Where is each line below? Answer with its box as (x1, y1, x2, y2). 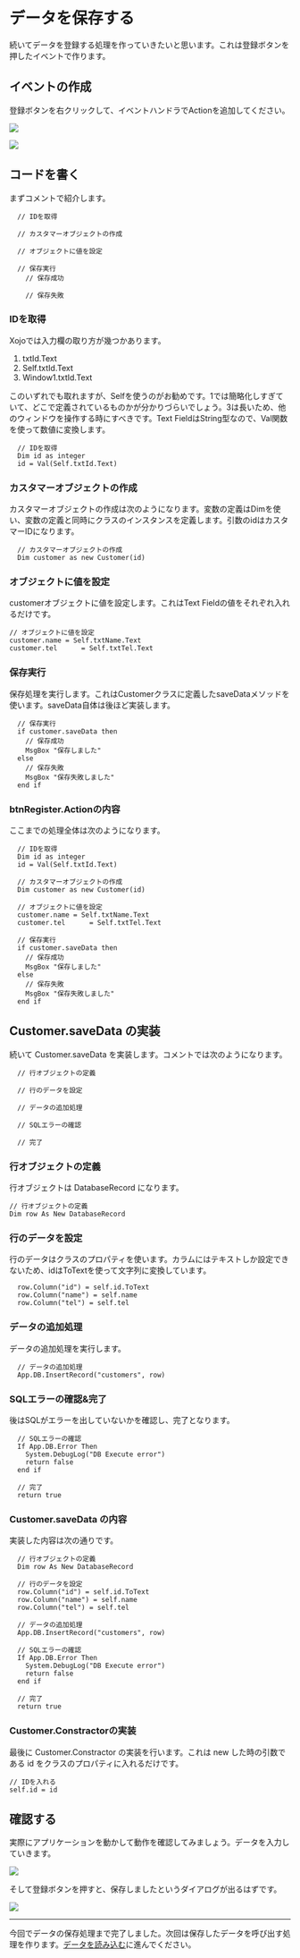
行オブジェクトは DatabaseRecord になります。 (9, 1182, 185, 1193)
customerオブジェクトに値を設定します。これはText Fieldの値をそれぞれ (9, 598, 275, 608)
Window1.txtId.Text (21, 372, 93, 383)
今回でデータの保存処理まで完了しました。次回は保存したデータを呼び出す (9, 1928, 283, 1939)
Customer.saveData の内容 (9, 1513, 128, 1525)
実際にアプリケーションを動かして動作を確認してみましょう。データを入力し (9, 1837, 290, 1848)
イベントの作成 (9, 80, 92, 95)
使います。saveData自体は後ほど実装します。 (9, 699, 176, 710)
